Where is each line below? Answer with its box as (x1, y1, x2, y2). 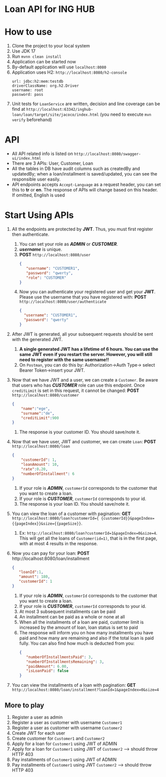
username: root (11, 88, 44, 93)
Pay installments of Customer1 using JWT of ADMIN (11, 757, 117, 763)
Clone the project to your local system (11, 43, 90, 49)
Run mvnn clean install (11, 53, 62, 59)
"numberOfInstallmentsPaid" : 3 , (26, 654, 93, 659)
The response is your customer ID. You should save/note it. (19, 429, 141, 435)
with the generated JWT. (11, 336, 63, 342)
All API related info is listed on (11, 151, 73, 157)
